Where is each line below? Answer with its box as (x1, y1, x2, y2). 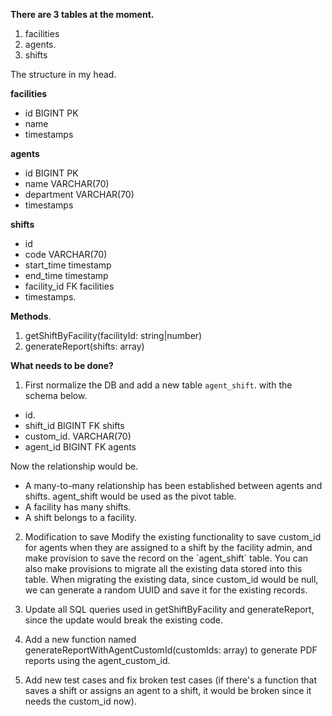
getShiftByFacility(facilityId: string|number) (24, 330, 203, 341)
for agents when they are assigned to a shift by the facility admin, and (24, 542, 313, 553)
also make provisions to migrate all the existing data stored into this (24, 563, 303, 574)
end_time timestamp (24, 270, 109, 281)
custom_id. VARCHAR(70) (24, 430, 132, 442)
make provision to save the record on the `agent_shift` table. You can (24, 552, 309, 564)
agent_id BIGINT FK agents (24, 441, 137, 453)
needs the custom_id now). (24, 695, 137, 707)
